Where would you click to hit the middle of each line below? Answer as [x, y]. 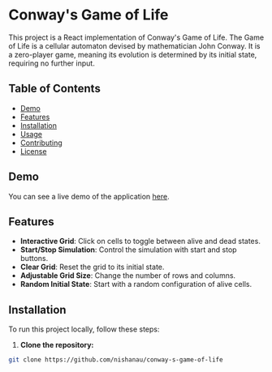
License [33, 151]
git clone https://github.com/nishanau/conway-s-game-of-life [116, 360]
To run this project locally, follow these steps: [84, 329]
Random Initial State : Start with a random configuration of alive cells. [136, 284]
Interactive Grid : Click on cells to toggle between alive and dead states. [140, 242]
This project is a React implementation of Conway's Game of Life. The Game [136, 37]
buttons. [34, 259]
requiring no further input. [52, 63]
